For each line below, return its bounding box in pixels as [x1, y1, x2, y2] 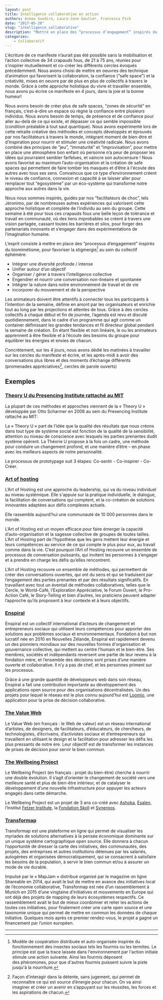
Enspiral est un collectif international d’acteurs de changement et [5, 621, 135, 626]
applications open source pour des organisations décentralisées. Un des [5, 687, 150, 693]
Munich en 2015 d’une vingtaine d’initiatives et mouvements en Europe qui [5, 889, 154, 895]
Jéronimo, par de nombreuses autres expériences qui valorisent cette [5, 200, 145, 206]
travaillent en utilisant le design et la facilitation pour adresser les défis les [5, 736, 153, 742]
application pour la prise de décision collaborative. [5, 697, 106, 703]
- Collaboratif [14, 39, 45, 44]
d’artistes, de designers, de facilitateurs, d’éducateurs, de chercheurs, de [5, 726, 151, 732]
